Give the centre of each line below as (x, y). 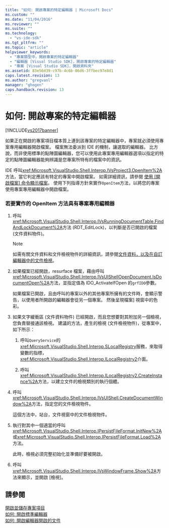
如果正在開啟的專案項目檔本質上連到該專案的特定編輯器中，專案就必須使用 (82, 141)
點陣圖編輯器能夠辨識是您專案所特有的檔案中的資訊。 (69, 160)
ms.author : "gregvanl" (29, 80)
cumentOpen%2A (31, 282)
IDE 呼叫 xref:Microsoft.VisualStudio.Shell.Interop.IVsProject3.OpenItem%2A (84, 170)
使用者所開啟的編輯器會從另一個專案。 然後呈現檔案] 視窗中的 (90, 300)
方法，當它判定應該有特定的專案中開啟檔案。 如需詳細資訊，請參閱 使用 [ (80, 177)
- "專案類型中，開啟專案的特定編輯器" (44, 57)
